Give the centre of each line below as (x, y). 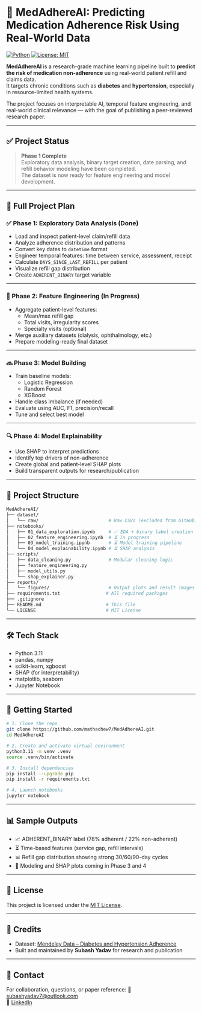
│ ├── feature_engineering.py (47, 565)
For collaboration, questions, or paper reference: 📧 (69, 990)
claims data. (21, 79)
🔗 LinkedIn (19, 1002)
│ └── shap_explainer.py (40, 577)
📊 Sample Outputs (42, 821)
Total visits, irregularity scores (61, 322)
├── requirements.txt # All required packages (87, 594)
